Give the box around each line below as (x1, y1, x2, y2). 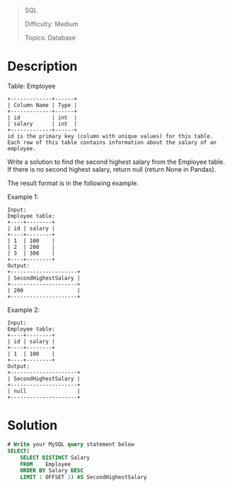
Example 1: (7, 192, 39, 201)
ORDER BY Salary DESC (20, 467, 83, 475)
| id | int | (7, 113, 78, 121)
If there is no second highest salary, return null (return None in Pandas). (7, 165, 216, 173)
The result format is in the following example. (7, 179, 139, 187)
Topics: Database (24, 33, 76, 42)
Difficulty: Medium (24, 20, 79, 28)
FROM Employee (20, 460, 71, 467)
